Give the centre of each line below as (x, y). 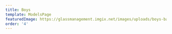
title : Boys (18, 10)
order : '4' (17, 24)
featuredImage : (21, 19)
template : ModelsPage (28, 14)
